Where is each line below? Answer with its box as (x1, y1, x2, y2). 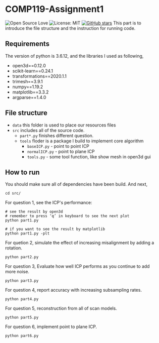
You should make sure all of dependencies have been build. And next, (5, 181, 148, 187)
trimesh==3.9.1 (12, 78, 43, 84)
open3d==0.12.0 (12, 62, 46, 68)
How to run (5, 168, 40, 176)
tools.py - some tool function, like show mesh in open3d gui (27, 153, 151, 160)
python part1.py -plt (5, 231, 50, 236)
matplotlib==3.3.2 (12, 89, 49, 95)
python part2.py (5, 255, 39, 260)
